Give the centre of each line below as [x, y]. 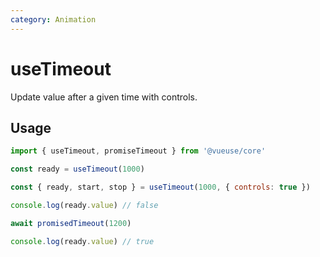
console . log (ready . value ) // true [82, 241]
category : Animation [53, 19]
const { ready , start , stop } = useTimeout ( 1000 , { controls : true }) [160, 187]
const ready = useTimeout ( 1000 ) [77, 169]
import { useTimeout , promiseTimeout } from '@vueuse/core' [138, 151]
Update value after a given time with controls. [104, 97]
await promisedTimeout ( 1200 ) [71, 223]
